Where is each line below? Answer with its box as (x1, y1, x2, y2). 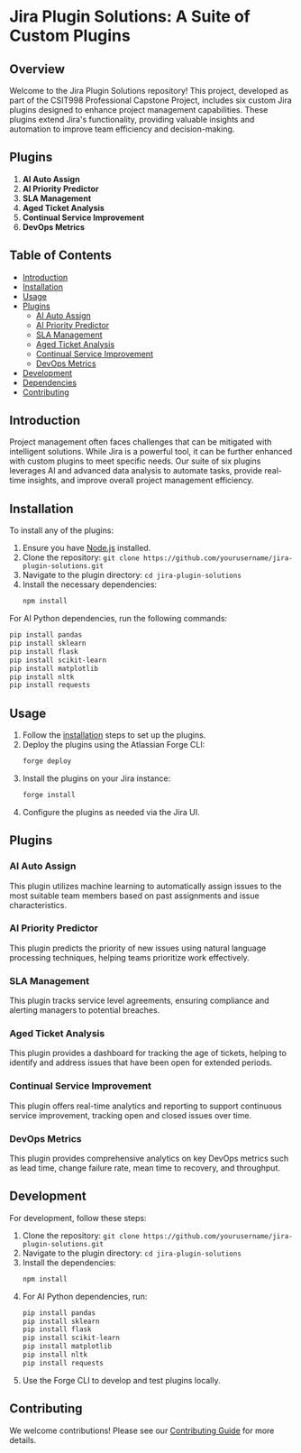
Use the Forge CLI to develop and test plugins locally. (22, 1375, 221, 1385)
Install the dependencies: (22, 1256, 117, 1268)
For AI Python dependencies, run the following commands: (9, 613, 228, 624)
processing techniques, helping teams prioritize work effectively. (9, 952, 250, 962)
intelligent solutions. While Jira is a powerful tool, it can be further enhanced (9, 446, 293, 457)
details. (9, 1434, 37, 1445)
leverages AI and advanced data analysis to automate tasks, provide (9, 465, 263, 476)
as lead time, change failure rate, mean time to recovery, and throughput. (9, 1162, 281, 1173)
